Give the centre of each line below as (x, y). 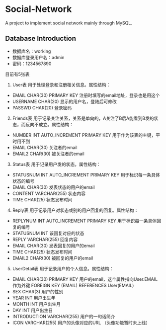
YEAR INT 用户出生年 (34, 298)
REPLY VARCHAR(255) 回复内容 (45, 239)
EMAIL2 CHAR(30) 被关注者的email (48, 154)
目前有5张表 (17, 74)
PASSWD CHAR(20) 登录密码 (42, 107)
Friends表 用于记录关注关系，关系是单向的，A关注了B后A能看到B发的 (83, 118)
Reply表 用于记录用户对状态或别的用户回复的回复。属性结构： (75, 210)
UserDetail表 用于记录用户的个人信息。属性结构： (63, 268)
